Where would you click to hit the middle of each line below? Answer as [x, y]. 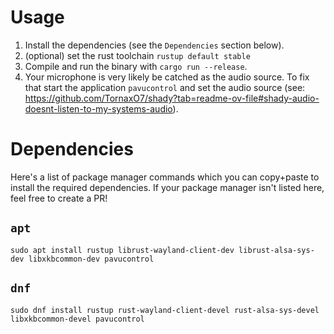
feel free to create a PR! [59, 198]
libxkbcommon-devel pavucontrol [77, 319]
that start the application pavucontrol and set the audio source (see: [165, 87]
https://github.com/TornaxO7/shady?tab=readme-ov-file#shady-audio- [172, 98]
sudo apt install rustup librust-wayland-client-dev [122, 250]
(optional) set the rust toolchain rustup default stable [137, 55]
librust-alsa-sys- [276, 250]
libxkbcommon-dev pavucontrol [91, 259]
